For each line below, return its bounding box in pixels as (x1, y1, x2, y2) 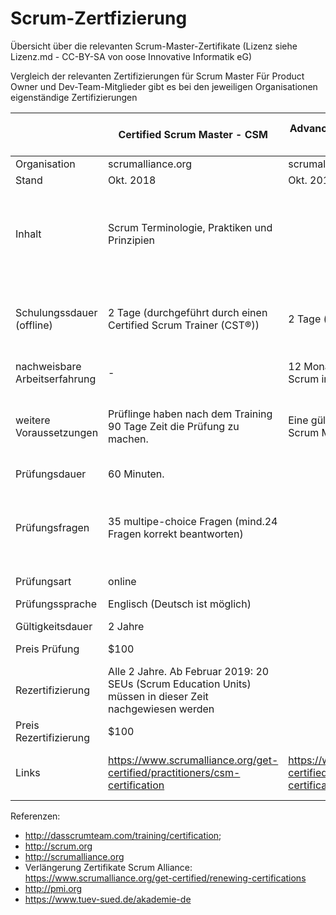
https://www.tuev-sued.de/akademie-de (24, 893, 192, 905)
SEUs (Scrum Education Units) (108, 677, 252, 691)
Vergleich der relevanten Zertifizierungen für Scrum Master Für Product (10, 70, 305, 82)
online (108, 574, 137, 588)
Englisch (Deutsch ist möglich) (108, 597, 252, 611)
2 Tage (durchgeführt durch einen (108, 305, 268, 319)
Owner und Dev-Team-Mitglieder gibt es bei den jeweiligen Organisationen (10, 80, 318, 92)
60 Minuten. (108, 467, 165, 481)
